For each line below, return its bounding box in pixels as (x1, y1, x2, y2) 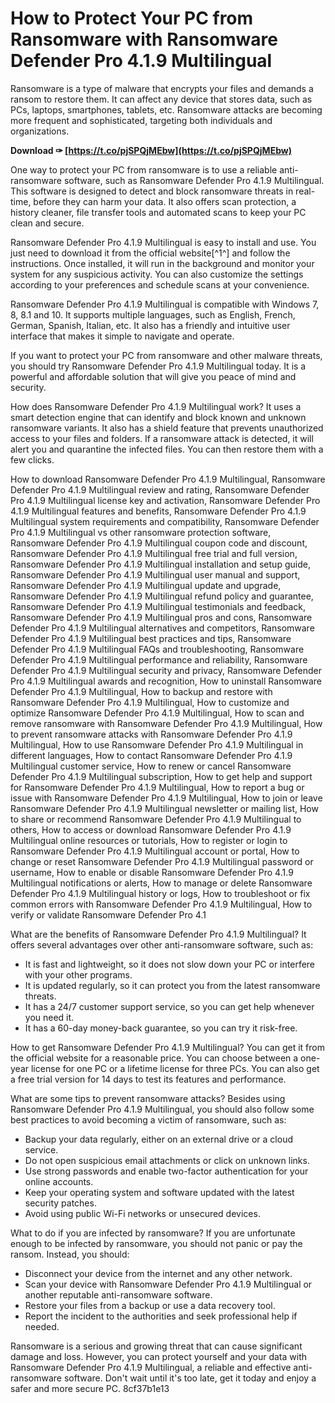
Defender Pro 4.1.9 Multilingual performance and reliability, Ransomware (10, 653, 308, 666)
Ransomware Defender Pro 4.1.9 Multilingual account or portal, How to (10, 845, 300, 857)
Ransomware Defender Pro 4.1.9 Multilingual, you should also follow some (10, 1103, 315, 1115)
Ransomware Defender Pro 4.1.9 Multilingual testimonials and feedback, (10, 600, 307, 612)
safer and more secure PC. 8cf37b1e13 (10, 1382, 170, 1394)
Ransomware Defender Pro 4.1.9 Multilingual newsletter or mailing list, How (10, 802, 319, 814)
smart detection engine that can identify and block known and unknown (10, 411, 307, 423)
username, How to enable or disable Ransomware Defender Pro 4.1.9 (10, 866, 294, 878)
